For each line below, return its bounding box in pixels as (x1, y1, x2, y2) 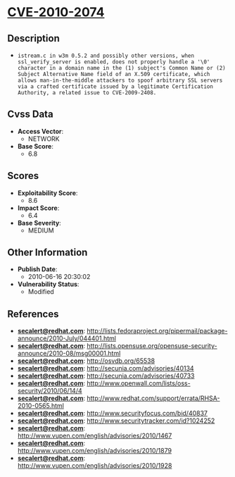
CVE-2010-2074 (7, 4, 105, 20)
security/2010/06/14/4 (17, 387, 82, 395)
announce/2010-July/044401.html (17, 334, 116, 342)
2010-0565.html (17, 402, 65, 410)
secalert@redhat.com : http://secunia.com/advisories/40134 (17, 364, 195, 373)
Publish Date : (17, 265, 58, 273)
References (7, 308, 59, 320)
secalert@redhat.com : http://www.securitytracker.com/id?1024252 (17, 416, 215, 425)
